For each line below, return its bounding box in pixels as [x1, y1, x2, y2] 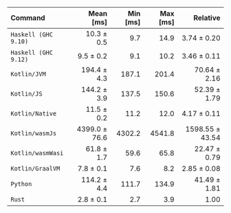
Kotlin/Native [10, 110, 57, 117]
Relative [193, 13, 221, 23]
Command [10, 13, 46, 23]
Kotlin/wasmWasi [10, 149, 64, 157]
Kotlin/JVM [10, 70, 46, 78]
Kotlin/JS [10, 90, 43, 98]
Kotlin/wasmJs [10, 130, 57, 137]
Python [10, 180, 32, 188]
